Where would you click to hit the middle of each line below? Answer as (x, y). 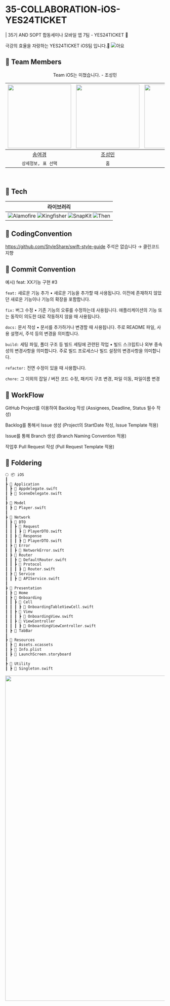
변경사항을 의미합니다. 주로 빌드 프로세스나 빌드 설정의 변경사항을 (79, 351)
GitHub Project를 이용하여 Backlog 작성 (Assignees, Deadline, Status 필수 (80, 408)
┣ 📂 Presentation (24, 588)
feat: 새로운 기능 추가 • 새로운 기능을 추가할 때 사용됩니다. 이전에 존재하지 (79, 293)
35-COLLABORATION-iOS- (63, 9)
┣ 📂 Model (16, 503)
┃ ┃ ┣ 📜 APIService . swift (32, 579)
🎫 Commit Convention (40, 269)
